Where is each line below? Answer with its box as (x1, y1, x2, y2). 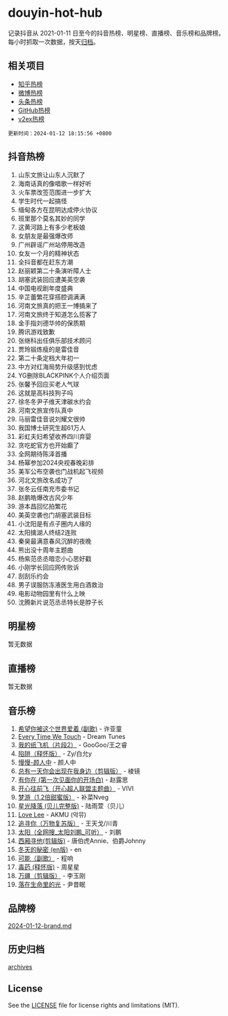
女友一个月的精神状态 (17, 249, 79, 257)
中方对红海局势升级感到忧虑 (17, 362, 98, 371)
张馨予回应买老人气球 (17, 380, 79, 388)
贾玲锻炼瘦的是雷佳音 (17, 345, 79, 353)
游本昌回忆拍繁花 (17, 502, 67, 510)
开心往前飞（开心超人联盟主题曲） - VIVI (17, 784, 134, 793)
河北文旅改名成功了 (17, 476, 74, 484)
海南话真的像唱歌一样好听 (17, 179, 92, 188)
